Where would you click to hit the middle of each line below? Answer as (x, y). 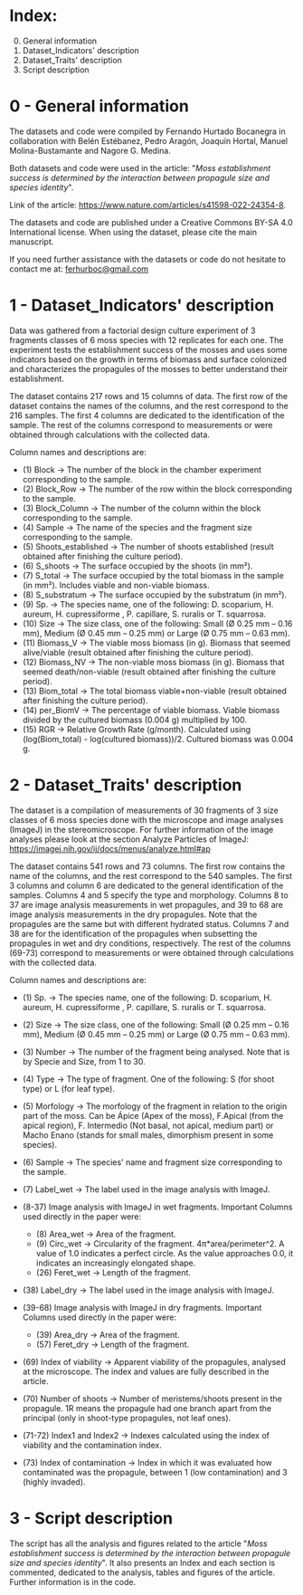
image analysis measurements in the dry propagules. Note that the (133, 914)
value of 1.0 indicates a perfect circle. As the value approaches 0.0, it (165, 1253)
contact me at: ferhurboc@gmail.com (79, 269)
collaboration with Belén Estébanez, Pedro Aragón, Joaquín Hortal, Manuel (148, 140)
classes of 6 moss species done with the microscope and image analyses (147, 819)
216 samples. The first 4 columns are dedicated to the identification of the (147, 415)
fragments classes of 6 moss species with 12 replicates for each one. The (147, 339)
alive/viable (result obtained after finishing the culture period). (138, 652)
